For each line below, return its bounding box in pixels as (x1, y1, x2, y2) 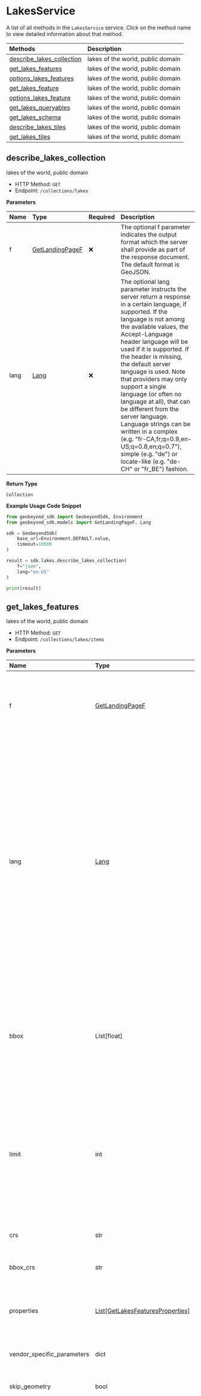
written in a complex (120, 427, 178, 436)
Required (89, 213, 115, 221)
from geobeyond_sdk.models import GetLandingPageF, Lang (6, 519, 151, 525)
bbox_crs (9, 1263, 35, 1271)
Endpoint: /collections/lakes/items (14, 636, 105, 643)
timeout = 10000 (17, 541, 52, 548)
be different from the (120, 404, 179, 413)
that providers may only (120, 374, 187, 383)
